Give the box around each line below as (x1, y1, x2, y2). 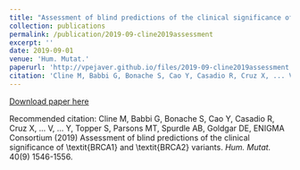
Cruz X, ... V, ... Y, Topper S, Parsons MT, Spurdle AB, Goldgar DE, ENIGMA (9, 123, 285, 133)
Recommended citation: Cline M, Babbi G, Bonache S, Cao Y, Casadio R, (9, 113, 275, 123)
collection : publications (9, 21, 105, 30)
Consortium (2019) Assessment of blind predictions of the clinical (9, 132, 250, 143)
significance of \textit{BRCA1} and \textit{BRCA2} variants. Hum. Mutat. (9, 141, 271, 152)
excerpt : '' (9, 38, 54, 47)
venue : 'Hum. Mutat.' (9, 55, 90, 64)
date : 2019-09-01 (9, 47, 74, 55)
